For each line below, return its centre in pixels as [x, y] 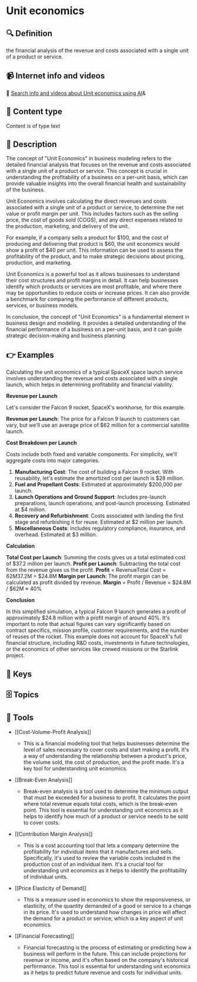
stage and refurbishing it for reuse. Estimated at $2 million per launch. [99, 522]
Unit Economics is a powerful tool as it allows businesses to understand [93, 274]
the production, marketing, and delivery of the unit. [68, 226]
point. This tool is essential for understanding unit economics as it [103, 810]
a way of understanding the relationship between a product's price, [105, 756]
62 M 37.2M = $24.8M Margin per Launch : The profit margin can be [87, 576]
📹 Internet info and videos [56, 76]
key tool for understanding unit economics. [75, 768]
